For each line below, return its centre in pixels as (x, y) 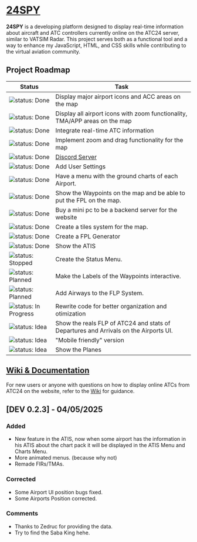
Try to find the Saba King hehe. (52, 533)
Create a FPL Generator (88, 236)
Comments (22, 514)
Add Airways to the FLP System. (99, 293)
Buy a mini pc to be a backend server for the (116, 210)
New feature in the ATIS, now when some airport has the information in (100, 439)
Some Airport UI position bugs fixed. (58, 492)
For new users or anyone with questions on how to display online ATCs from (98, 385)
